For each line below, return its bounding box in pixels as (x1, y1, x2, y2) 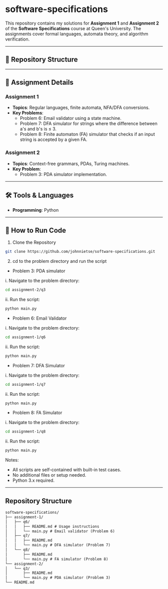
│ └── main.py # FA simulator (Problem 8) (5, 556, 108, 561)
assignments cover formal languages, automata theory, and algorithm (5, 31, 148, 37)
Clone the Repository (12, 239, 56, 245)
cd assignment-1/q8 (5, 429, 46, 434)
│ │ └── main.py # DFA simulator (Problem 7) (5, 543, 111, 548)
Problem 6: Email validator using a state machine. (19, 115, 121, 121)
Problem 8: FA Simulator (12, 410, 62, 416)
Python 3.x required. (12, 478, 55, 484)
